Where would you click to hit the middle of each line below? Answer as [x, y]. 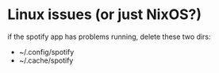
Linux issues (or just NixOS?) [105, 15]
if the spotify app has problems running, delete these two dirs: [109, 36]
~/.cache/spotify [46, 60]
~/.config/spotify [46, 52]
